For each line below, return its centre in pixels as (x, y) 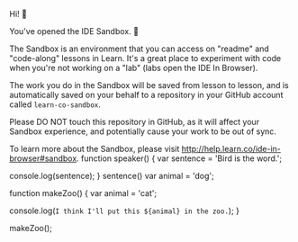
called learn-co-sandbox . (55, 104)
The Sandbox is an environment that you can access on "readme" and (140, 49)
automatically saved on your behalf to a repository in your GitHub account (146, 95)
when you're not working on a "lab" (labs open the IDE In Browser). (134, 68)
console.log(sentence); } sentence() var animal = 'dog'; (112, 176)
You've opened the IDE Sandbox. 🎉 (74, 31)
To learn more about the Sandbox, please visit (95, 149)
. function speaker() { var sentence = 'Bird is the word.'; (179, 158)
